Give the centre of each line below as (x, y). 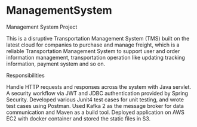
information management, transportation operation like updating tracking (96, 57)
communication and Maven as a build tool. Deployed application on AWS (96, 112)
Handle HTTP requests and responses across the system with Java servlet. (99, 86)
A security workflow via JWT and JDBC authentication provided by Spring (97, 93)
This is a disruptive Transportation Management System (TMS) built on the (98, 38)
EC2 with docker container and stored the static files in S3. (79, 118)
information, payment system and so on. (56, 64)
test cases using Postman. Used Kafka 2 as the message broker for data (95, 106)
